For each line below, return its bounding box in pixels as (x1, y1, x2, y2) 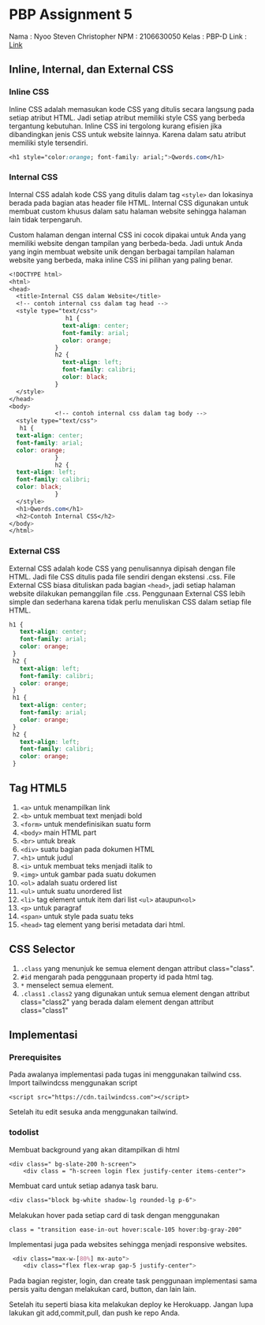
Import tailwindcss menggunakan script (9, 1078, 138, 1088)
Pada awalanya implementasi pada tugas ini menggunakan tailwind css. (9, 1070, 242, 1079)
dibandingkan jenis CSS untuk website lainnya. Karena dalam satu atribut (9, 129, 247, 139)
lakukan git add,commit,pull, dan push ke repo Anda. (9, 1308, 181, 1318)
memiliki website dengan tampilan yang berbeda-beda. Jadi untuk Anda (9, 238, 243, 248)
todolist (9, 1127, 39, 1138)
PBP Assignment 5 (9, 6, 133, 24)
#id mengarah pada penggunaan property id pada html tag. (20, 972, 214, 981)
